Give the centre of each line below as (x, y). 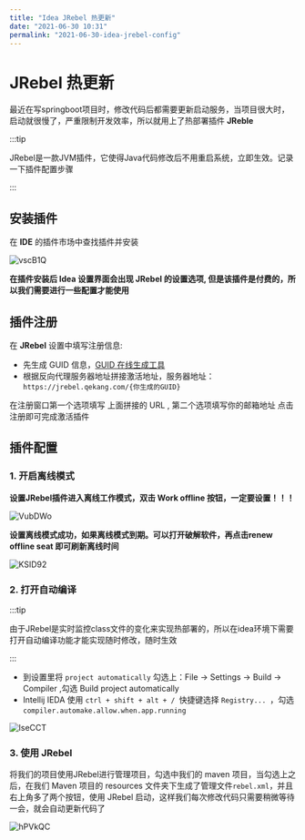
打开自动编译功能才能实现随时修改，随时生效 (93, 640)
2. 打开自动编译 (43, 590)
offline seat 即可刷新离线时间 (64, 546)
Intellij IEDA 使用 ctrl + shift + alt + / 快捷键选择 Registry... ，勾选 (158, 699)
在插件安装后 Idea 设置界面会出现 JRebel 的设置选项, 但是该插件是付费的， (149, 279)
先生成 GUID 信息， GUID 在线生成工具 (94, 364)
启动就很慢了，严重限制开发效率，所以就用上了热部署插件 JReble (132, 121)
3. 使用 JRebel (41, 753)
